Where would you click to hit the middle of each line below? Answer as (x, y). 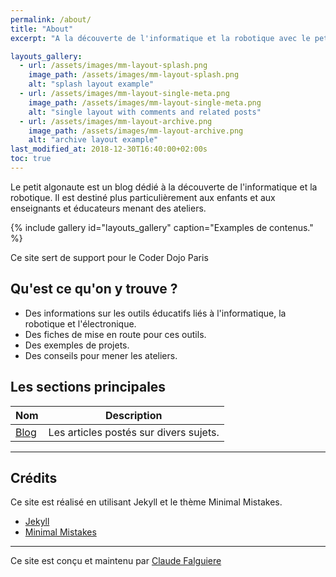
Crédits (34, 477)
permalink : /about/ (51, 19)
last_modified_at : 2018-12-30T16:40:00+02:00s (109, 149)
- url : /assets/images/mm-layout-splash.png (113, 66)
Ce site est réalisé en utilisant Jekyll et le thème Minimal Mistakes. (146, 502)
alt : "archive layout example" (93, 140)
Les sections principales (88, 387)
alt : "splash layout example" (91, 84)
